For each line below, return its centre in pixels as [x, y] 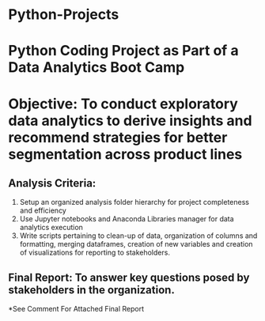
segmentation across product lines [125, 154]
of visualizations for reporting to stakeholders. [95, 253]
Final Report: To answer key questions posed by [129, 277]
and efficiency [43, 210]
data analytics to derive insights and [130, 121]
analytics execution [51, 228]
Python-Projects [64, 15]
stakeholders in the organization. [92, 290]
